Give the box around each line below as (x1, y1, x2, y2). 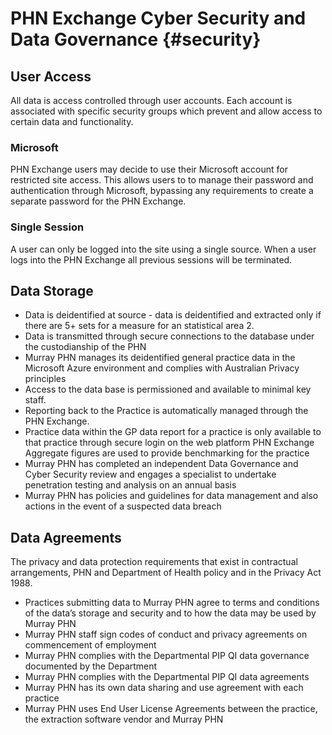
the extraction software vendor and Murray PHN (24, 713, 224, 726)
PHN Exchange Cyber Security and (10, 7, 307, 30)
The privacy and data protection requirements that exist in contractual (10, 556, 298, 568)
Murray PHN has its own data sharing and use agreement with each (24, 682, 304, 694)
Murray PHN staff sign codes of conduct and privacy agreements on (24, 628, 308, 641)
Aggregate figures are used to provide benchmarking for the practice (24, 447, 310, 459)
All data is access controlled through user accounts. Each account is (10, 95, 293, 106)
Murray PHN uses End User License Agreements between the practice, (24, 703, 318, 715)
